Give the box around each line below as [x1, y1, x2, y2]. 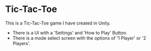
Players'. [12, 40, 31, 46]
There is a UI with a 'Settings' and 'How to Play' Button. [12, 29, 127, 35]
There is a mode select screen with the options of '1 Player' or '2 [12, 35, 146, 41]
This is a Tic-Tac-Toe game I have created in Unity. [5, 20, 111, 26]
